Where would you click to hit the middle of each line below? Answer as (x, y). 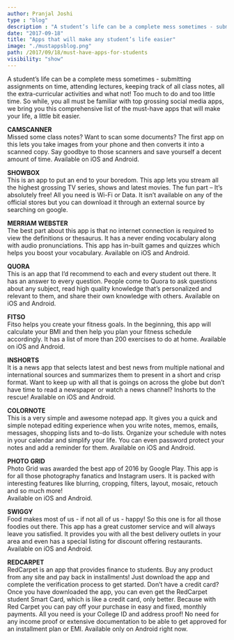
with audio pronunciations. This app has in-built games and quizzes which (114, 245)
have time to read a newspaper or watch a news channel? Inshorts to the (111, 389)
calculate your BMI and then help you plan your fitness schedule (99, 331)
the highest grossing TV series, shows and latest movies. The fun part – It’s (115, 187)
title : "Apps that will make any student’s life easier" (92, 40)
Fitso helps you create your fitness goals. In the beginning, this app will (109, 324)
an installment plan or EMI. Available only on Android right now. (97, 629)
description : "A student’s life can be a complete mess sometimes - (110, 26)
